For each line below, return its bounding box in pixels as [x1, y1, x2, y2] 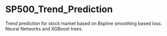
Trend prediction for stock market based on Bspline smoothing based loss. [5, 20, 162, 26]
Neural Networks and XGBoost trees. [5, 25, 83, 31]
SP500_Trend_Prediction [5, 4, 113, 15]
